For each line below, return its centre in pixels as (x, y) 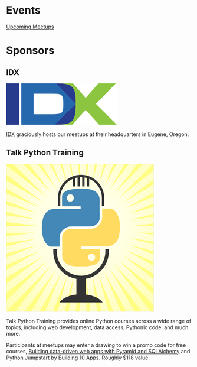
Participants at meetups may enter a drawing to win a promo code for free (96, 345)
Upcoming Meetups (30, 27)
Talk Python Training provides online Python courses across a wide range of (99, 321)
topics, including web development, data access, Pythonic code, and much (97, 327)
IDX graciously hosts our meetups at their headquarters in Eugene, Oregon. (98, 134)
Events (24, 10)
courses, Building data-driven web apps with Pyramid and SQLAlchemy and (98, 351)
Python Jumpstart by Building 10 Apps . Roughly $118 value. (78, 358)
